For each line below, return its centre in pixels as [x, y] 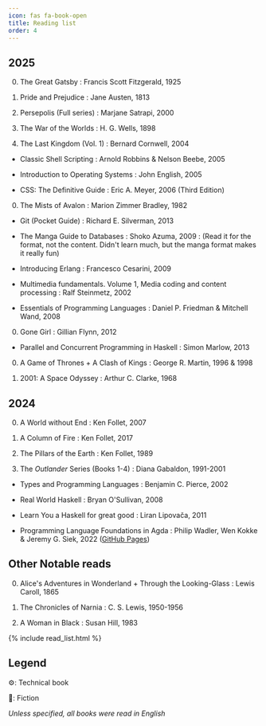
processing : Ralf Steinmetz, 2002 [75, 292]
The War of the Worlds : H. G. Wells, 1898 [88, 128]
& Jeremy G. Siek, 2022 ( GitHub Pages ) [84, 539]
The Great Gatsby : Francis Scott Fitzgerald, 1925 [100, 82]
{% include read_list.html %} [55, 638]
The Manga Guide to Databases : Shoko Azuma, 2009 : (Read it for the [135, 237]
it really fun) [39, 253]
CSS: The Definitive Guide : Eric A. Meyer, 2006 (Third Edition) [122, 190]
